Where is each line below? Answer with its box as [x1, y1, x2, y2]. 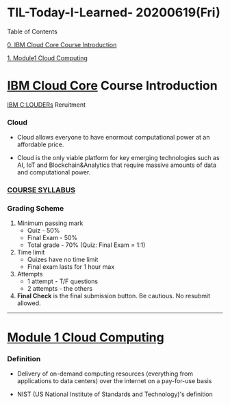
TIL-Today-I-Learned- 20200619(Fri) [7, 5, 221, 21]
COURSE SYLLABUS [7, 185, 75, 195]
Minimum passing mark [16, 219, 84, 227]
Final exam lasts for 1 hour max [27, 263, 115, 271]
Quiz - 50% [27, 226, 60, 235]
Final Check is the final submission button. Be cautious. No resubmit [16, 292, 211, 300]
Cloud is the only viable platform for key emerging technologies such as [16, 154, 220, 162]
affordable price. [16, 140, 64, 148]
